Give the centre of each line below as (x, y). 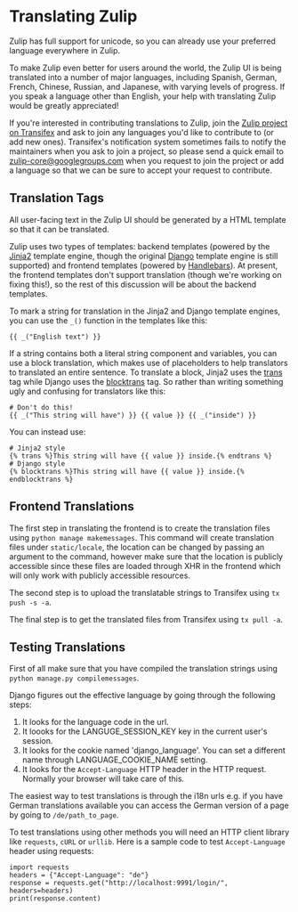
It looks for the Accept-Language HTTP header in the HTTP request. (144, 769)
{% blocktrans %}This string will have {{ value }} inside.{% (127, 471)
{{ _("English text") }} (55, 337)
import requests (39, 867)
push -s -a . (30, 602)
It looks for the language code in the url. (95, 722)
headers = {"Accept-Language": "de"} (79, 875)
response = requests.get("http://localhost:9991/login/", (119, 883)
